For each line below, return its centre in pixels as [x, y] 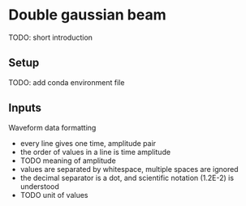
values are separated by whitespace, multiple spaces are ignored [129, 169]
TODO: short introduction [51, 37]
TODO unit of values [54, 195]
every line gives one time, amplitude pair [88, 143]
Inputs [25, 108]
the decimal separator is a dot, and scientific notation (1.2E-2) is [127, 178]
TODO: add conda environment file [67, 82]
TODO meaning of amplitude [68, 161]
